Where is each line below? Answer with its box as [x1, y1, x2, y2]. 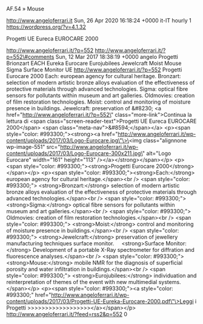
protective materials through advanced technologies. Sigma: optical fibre [6, 85, 188, 93]
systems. [158, 279, 181, 285]
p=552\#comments [6, 53, 55, 60]
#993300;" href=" [6, 291, 52, 299]
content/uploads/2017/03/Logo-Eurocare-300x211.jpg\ [6, 150, 143, 157]
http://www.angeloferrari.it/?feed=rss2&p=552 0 [6, 311, 128, 317]
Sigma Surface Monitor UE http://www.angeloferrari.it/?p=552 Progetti [6, 66, 182, 73]
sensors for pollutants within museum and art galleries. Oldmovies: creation [6, 92, 195, 99]
